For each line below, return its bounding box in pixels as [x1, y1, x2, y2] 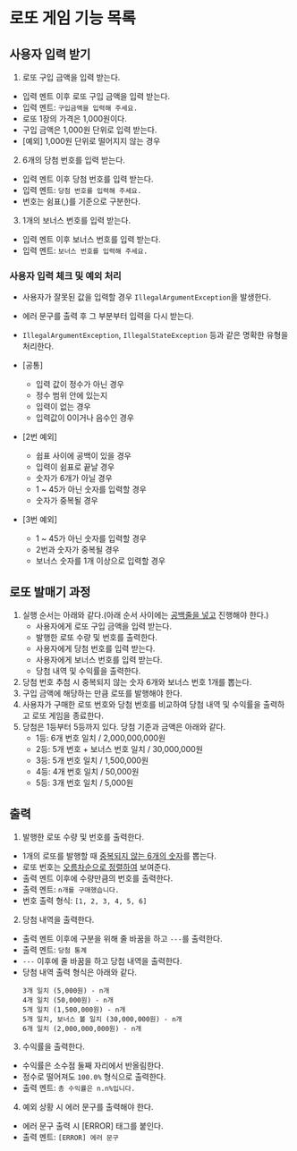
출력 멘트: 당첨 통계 [21, 944, 88, 955]
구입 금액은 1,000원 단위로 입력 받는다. [21, 124, 157, 135]
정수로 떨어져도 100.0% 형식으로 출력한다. [21, 1071, 166, 1082]
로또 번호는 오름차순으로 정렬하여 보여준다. [21, 861, 172, 872]
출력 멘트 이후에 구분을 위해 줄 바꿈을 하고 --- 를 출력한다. [21, 933, 223, 944]
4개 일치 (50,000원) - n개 [21, 995, 114, 1004]
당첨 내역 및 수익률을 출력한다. [35, 665, 141, 676]
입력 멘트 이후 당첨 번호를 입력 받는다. [21, 173, 154, 184]
